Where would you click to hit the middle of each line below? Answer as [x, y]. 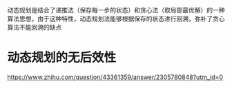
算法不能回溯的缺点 [35, 27]
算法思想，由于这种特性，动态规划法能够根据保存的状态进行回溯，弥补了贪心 [116, 19]
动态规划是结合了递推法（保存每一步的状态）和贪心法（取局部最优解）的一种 [116, 10]
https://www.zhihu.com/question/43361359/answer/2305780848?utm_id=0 [115, 77]
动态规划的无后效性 [62, 58]
